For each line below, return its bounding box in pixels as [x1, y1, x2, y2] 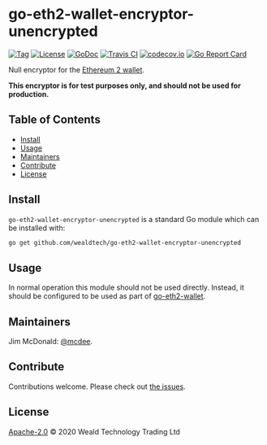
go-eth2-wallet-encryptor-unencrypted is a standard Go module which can [8, 214, 260, 224]
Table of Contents [8, 113, 101, 127]
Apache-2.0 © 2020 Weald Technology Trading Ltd [8, 426, 181, 436]
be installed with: [8, 223, 66, 233]
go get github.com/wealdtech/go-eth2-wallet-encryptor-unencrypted [8, 238, 242, 246]
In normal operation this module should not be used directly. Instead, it [8, 282, 245, 293]
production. [8, 89, 50, 98]
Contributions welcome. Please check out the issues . [8, 382, 186, 391]
